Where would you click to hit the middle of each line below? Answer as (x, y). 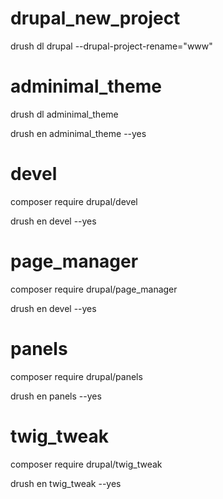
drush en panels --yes (56, 396)
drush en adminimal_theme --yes (78, 133)
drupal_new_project (95, 18)
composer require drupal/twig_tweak (86, 464)
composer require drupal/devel (74, 201)
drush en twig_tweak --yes (66, 483)
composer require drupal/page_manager (94, 289)
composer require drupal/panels (76, 376)
